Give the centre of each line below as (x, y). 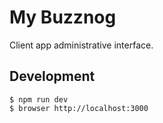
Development (52, 76)
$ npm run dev (39, 99)
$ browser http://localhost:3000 (79, 108)
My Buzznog (63, 17)
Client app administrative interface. (81, 45)
